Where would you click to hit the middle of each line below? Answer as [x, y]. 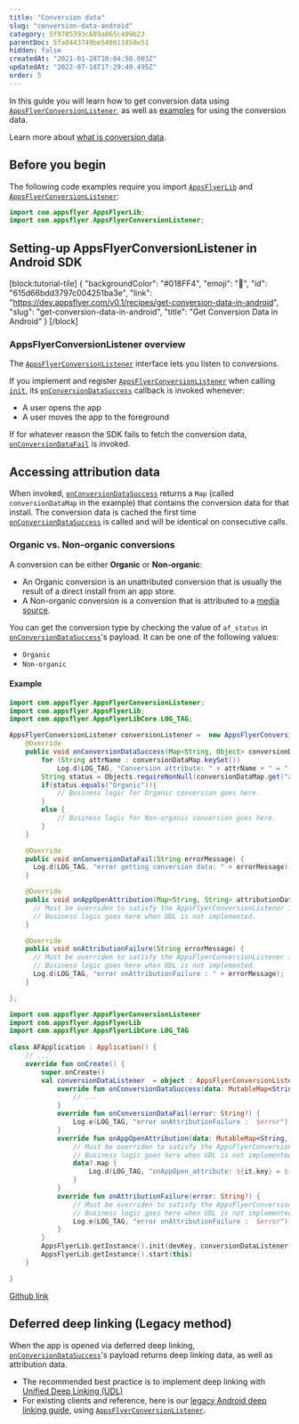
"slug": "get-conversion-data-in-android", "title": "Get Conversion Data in [144, 312]
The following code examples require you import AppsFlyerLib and [131, 186]
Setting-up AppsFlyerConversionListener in [133, 248]
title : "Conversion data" [57, 17]
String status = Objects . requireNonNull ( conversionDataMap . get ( [163, 777]
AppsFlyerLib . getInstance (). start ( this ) [117, 1255]
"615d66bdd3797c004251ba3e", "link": [81, 293]
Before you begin [58, 165]
